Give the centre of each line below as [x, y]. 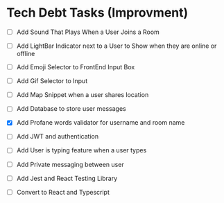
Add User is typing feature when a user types [81, 150]
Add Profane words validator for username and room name [101, 123]
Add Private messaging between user [70, 164]
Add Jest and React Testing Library [67, 178]
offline [26, 54]
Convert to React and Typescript [63, 192]
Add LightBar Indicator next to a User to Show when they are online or [117, 46]
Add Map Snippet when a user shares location [83, 95]
